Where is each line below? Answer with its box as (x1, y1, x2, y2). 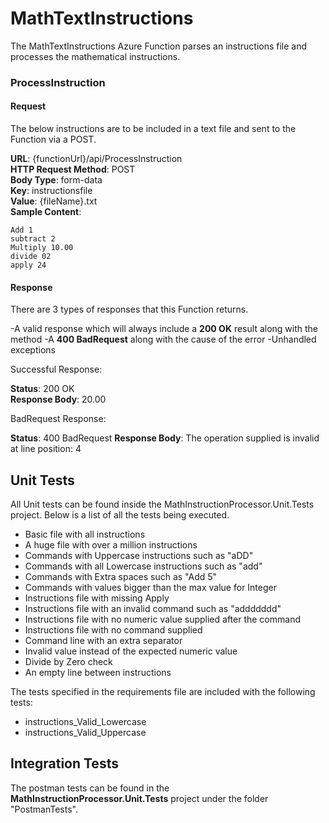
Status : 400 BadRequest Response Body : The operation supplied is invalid (10, 432, 320, 444)
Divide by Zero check (24, 656, 113, 668)
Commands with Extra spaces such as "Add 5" (24, 571, 218, 583)
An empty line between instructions (24, 667, 172, 679)
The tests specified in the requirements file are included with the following (10, 686, 316, 698)
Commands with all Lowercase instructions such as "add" (24, 560, 263, 572)
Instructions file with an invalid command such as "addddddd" (24, 603, 282, 615)
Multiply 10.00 (10, 243, 74, 253)
